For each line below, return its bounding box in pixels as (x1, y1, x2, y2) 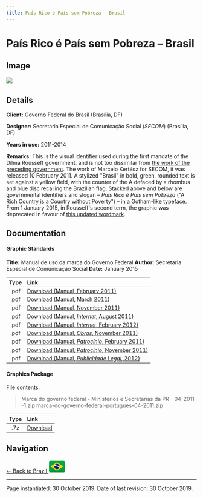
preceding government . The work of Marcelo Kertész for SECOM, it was (6, 165, 185, 173)
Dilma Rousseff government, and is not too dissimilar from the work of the (6, 159, 190, 167)
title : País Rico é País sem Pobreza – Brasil (6, 10, 126, 16)
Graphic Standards (6, 245, 55, 253)
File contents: (6, 383, 40, 391)
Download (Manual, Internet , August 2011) (27, 313, 134, 320)
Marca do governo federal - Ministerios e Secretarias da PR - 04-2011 (21, 396, 195, 403)
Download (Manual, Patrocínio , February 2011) (27, 338, 145, 345)
